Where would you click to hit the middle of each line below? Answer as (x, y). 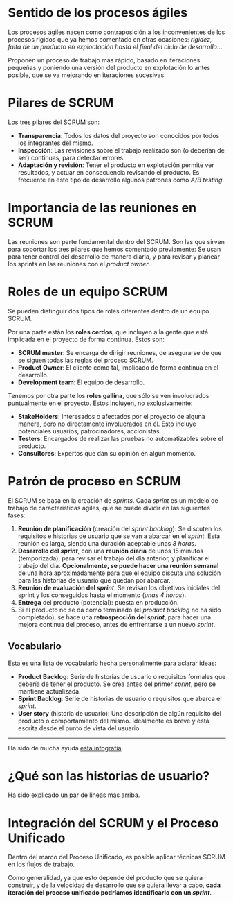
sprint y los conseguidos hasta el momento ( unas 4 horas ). (102, 595)
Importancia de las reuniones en (102, 208)
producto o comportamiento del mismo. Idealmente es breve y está (113, 721)
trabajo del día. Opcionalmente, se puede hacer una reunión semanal (118, 565)
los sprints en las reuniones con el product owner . (79, 264)
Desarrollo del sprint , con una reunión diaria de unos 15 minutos (110, 551)
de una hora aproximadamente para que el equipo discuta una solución (119, 573)
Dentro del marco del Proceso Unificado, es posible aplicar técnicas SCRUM (116, 857)
